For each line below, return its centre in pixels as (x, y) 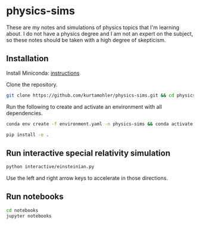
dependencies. (24, 113)
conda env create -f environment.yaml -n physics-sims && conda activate (100, 124)
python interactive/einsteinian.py (50, 167)
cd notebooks (22, 210)
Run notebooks (35, 197)
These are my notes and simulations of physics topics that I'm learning (93, 27)
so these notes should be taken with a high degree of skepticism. (86, 40)
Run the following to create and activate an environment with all (84, 107)
